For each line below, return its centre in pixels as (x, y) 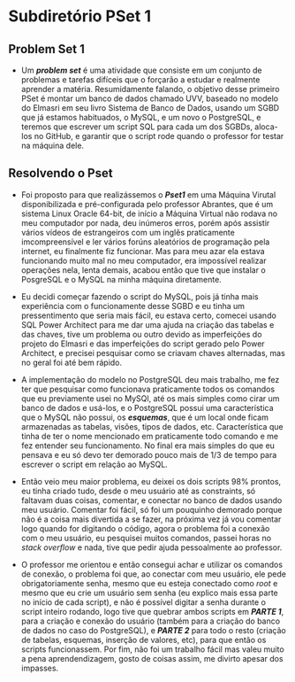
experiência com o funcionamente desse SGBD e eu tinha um (132, 306)
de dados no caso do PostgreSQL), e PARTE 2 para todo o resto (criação (153, 630)
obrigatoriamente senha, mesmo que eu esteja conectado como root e (149, 583)
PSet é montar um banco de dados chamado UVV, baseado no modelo (150, 98)
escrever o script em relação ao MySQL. (95, 464)
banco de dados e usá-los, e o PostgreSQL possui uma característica (147, 407)
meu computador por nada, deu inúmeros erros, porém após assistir (145, 222)
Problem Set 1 (47, 49)
